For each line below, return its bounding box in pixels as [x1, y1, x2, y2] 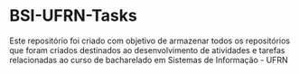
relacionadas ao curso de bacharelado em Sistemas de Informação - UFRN [9, 54, 288, 65]
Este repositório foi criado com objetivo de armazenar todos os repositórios [9, 35, 291, 46]
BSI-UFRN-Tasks [9, 5, 137, 26]
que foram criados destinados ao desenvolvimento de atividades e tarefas [9, 44, 285, 55]
